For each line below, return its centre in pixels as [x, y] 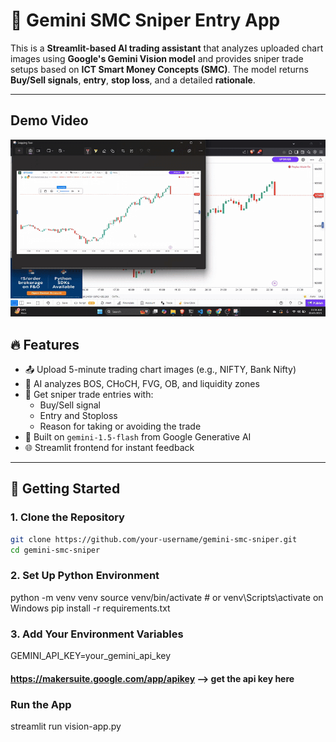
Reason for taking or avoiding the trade [120, 426]
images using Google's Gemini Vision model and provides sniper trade [157, 58]
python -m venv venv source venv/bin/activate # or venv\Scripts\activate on [167, 597]
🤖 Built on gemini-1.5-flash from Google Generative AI [138, 437]
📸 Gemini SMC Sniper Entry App [145, 20]
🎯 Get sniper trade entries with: [89, 395]
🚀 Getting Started [65, 489]
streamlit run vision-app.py [66, 726]
